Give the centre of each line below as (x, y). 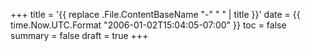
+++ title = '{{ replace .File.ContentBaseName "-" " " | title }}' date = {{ (155, 14)
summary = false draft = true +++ (79, 35)
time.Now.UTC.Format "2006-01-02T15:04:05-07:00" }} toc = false (148, 25)
